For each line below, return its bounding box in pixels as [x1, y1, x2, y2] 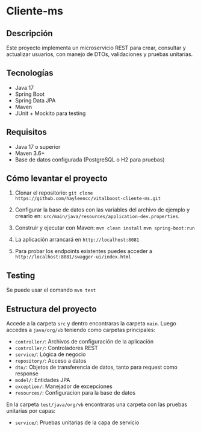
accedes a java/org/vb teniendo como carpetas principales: [6, 327, 155, 334]
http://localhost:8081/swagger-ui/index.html [14, 254, 131, 260]
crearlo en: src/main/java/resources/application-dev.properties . [14, 213, 180, 220]
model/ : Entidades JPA [14, 377, 70, 384]
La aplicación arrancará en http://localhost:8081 [14, 236, 140, 243]
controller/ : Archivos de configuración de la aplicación [14, 338, 154, 345]
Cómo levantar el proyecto [6, 174, 108, 184]
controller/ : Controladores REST [14, 345, 98, 352]
